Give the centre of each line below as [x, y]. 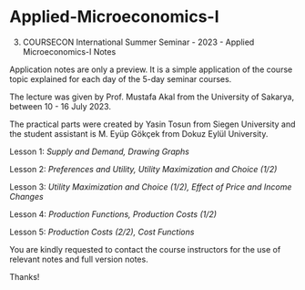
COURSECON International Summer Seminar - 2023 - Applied [138, 42]
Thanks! [25, 276]
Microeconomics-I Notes [69, 51]
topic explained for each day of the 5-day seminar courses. [121, 78]
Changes [26, 196]
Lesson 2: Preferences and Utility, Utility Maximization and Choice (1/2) [143, 169]
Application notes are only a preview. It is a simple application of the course [151, 69]
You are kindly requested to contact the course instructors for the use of [145, 249]
